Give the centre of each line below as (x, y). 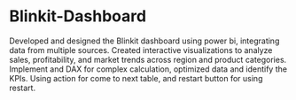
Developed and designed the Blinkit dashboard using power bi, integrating (144, 41)
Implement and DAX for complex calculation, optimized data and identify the (148, 69)
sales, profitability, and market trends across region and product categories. (148, 59)
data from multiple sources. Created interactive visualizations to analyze (141, 50)
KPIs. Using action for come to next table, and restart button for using (136, 78)
